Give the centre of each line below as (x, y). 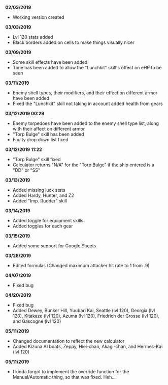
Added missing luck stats (39, 190)
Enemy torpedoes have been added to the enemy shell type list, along (86, 123)
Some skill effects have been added (50, 62)
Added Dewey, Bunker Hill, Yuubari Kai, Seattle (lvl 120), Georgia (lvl (84, 310)
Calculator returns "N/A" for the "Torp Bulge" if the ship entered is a (83, 165)
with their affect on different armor (49, 129)
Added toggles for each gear (43, 226)
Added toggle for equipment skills (48, 221)
